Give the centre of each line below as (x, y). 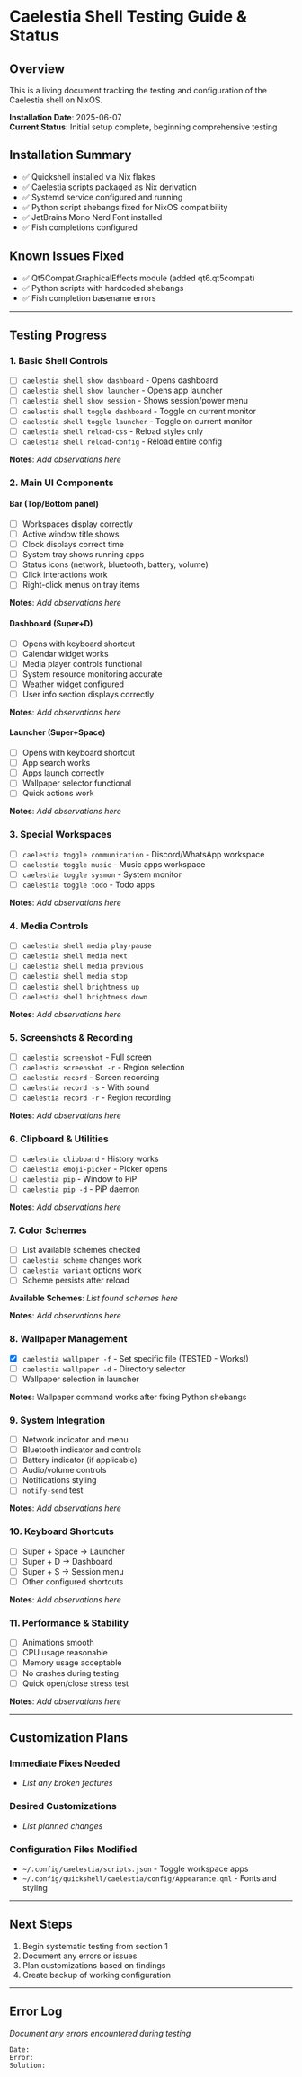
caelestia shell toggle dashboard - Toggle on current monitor (139, 411)
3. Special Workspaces (61, 835)
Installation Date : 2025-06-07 (66, 117)
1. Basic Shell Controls (58, 360)
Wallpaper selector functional (77, 783)
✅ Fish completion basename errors (89, 297)
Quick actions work (58, 794)
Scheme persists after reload (76, 1280)
